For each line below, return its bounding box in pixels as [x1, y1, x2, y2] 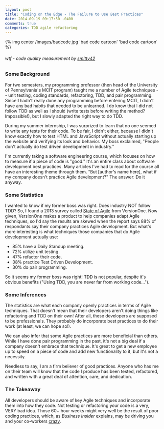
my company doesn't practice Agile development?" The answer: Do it [5, 174, 145, 180]
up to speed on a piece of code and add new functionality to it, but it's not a [5, 348, 158, 354]
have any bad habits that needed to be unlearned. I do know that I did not [5, 103, 153, 109]
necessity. [5, 354, 26, 360]
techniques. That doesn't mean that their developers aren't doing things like [5, 308, 158, 314]
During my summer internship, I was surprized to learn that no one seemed [5, 122, 157, 128]
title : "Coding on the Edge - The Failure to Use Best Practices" [5, 12, 143, 17]
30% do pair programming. [12, 264, 67, 270]
